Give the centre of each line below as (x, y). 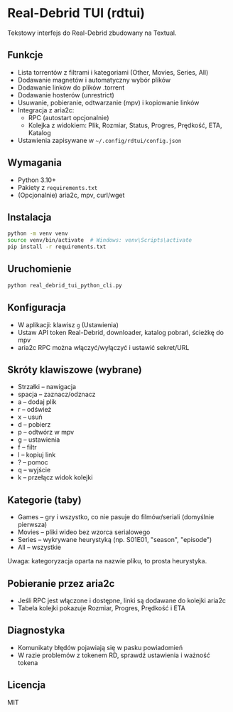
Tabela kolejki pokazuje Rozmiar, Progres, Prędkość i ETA (102, 608)
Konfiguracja (37, 308)
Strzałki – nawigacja (47, 387)
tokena (28, 662)
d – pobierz (34, 425)
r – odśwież (34, 410)
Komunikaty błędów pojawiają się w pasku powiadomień (100, 647)
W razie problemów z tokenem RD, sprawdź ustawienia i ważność (114, 655)
